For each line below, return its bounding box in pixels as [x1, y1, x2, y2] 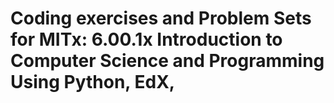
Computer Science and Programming [10, 50, 325, 72]
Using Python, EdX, [10, 71, 176, 94]
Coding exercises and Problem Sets [10, 7, 312, 30]
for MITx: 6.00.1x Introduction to [10, 28, 283, 51]
